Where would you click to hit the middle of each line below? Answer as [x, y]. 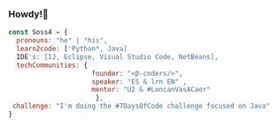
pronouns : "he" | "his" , [62, 41]
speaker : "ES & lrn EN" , [139, 82]
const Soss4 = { [38, 33]
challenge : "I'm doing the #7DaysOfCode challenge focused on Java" [141, 106]
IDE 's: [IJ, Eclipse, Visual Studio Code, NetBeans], [117, 56]
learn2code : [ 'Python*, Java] [72, 49]
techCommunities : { [52, 65]
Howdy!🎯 [29, 14]
